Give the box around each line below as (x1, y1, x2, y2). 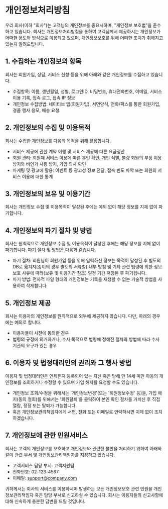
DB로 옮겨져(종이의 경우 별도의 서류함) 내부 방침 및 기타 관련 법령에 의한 (12, 264, 153, 270)
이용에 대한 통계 (22, 173, 53, 179)
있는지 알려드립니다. (5, 41, 44, 47)
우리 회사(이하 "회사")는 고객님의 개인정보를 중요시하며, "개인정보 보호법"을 (5, 22, 152, 28)
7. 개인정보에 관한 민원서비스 (5, 431, 88, 440)
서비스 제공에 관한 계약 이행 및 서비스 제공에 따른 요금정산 (12, 148, 125, 154)
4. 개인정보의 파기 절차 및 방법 (5, 226, 92, 235)
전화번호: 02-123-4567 (12, 468, 59, 475)
